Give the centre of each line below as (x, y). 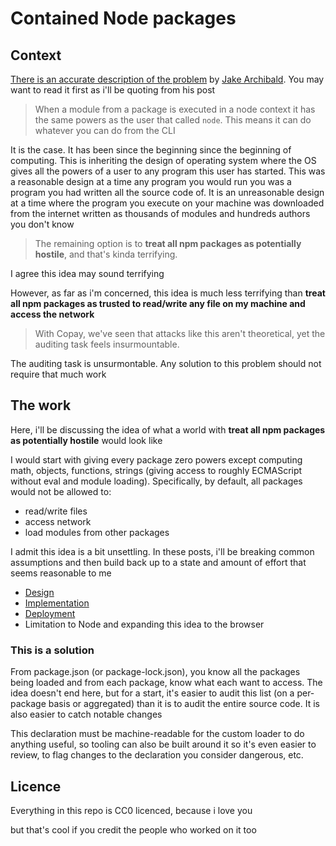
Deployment (50, 613)
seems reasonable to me (61, 573)
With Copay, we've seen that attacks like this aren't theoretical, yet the (180, 333)
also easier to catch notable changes (86, 714)
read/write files (56, 511)
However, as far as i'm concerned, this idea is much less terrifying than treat (168, 293)
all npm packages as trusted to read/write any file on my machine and (158, 303)
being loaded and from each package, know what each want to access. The (166, 683)
